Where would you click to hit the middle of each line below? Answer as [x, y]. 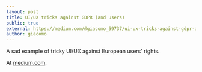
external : [19, 28]
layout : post [23, 12]
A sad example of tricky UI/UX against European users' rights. [83, 51]
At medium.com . [26, 63]
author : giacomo [26, 34]
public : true [23, 23]
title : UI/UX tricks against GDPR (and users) [66, 17]
